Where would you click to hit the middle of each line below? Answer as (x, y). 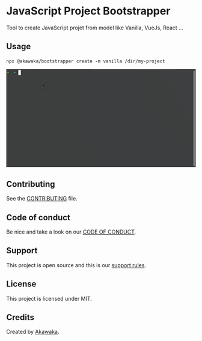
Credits (20, 317)
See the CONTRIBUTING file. (42, 199)
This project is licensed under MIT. (49, 298)
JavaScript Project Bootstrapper (88, 11)
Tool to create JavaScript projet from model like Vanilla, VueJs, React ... (95, 28)
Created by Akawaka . (33, 332)
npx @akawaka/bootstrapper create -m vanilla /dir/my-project (86, 61)
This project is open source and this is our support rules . (76, 265)
